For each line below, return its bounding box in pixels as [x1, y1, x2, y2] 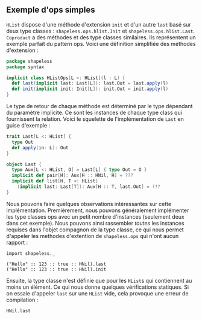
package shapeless [6, 58, 52, 64]
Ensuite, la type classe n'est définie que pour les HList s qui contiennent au [6, 277, 192, 284]
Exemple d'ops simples [6, 5, 95, 15]
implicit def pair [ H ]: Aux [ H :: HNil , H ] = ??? [11, 172, 134, 179]
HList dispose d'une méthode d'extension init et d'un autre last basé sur [6, 21, 191, 28]
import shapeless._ [6, 250, 55, 256]
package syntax [6, 63, 45, 70]
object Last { [6, 161, 42, 167]
